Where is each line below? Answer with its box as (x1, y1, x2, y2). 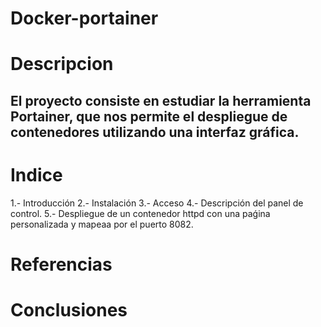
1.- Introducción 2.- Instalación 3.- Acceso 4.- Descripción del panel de (10, 197, 304, 209)
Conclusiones (10, 299, 128, 322)
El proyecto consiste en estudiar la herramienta (10, 92, 312, 109)
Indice (10, 163, 63, 186)
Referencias (10, 253, 113, 276)
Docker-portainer (10, 7, 159, 30)
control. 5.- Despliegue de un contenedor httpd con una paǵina (10, 207, 271, 219)
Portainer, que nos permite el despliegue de (10, 108, 288, 125)
